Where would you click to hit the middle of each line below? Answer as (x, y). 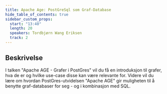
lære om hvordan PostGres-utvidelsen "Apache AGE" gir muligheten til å (80, 80)
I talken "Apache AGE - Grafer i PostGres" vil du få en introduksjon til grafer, (83, 70)
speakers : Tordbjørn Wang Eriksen (46, 33)
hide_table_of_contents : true (37, 14)
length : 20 (21, 28)
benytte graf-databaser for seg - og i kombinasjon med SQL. (68, 86)
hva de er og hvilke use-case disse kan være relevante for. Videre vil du (79, 75)
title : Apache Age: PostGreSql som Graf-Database (58, 10)
